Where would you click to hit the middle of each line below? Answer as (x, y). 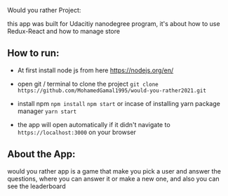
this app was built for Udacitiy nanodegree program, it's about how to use (114, 24)
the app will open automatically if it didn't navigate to (94, 124)
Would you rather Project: (44, 10)
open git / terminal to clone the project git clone (88, 84)
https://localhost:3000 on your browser (77, 132)
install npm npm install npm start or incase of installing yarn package (119, 103)
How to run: (33, 53)
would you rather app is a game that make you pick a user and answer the (114, 171)
